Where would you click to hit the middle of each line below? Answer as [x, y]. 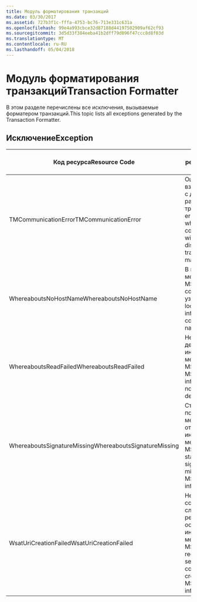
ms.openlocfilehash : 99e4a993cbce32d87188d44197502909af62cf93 [85, 28]
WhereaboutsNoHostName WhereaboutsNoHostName [83, 298]
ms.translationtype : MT [35, 39]
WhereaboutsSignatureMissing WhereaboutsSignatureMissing [94, 446]
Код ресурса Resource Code [94, 162]
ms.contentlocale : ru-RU [36, 45]
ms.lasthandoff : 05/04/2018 [40, 50]
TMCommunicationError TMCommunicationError [75, 219]
